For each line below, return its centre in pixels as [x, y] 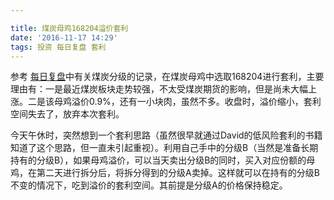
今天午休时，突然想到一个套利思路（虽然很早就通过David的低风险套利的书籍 [166, 135]
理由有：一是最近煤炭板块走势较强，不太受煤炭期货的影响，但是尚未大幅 [159, 89]
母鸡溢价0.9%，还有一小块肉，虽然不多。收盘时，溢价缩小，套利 [187, 102]
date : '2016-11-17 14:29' [64, 37]
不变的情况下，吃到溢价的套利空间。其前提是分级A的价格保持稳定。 [149, 185]
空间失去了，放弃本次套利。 [67, 114]
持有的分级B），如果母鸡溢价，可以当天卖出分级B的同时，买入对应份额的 [158, 160]
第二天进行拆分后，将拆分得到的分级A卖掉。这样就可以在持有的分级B [178, 173]
